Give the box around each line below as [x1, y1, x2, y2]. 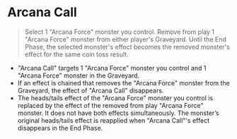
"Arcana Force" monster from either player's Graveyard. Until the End [24, 35, 226, 43]
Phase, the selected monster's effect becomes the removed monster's [24, 42, 231, 51]
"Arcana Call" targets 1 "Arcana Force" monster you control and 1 [17, 64, 207, 72]
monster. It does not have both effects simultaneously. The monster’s [17, 109, 219, 117]
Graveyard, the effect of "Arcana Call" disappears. [17, 86, 164, 95]
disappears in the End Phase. [17, 123, 103, 132]
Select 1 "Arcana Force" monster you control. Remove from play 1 [24, 28, 214, 36]
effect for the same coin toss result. [24, 50, 129, 59]
